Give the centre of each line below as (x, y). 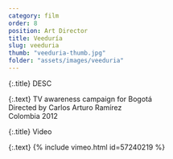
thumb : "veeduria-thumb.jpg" (57, 53)
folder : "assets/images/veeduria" (66, 61)
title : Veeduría (35, 38)
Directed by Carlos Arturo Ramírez (65, 107)
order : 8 (23, 23)
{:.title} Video (30, 131)
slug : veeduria (34, 46)
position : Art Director (48, 31)
